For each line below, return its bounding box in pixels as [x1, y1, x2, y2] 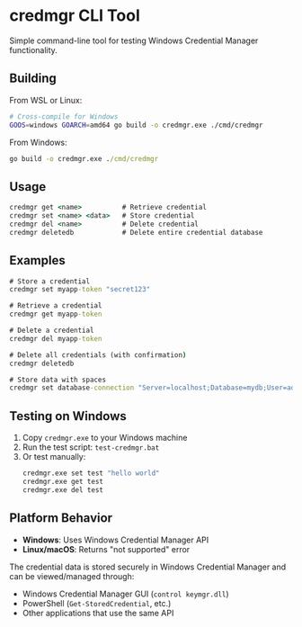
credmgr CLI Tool [9, 5, 141, 26]
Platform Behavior [9, 510, 113, 526]
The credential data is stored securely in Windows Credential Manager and [9, 561, 287, 572]
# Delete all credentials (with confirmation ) [9, 350, 187, 360]
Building [9, 71, 57, 86]
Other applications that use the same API [22, 607, 174, 618]
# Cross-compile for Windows [9, 112, 119, 121]
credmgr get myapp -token [9, 309, 102, 319]
